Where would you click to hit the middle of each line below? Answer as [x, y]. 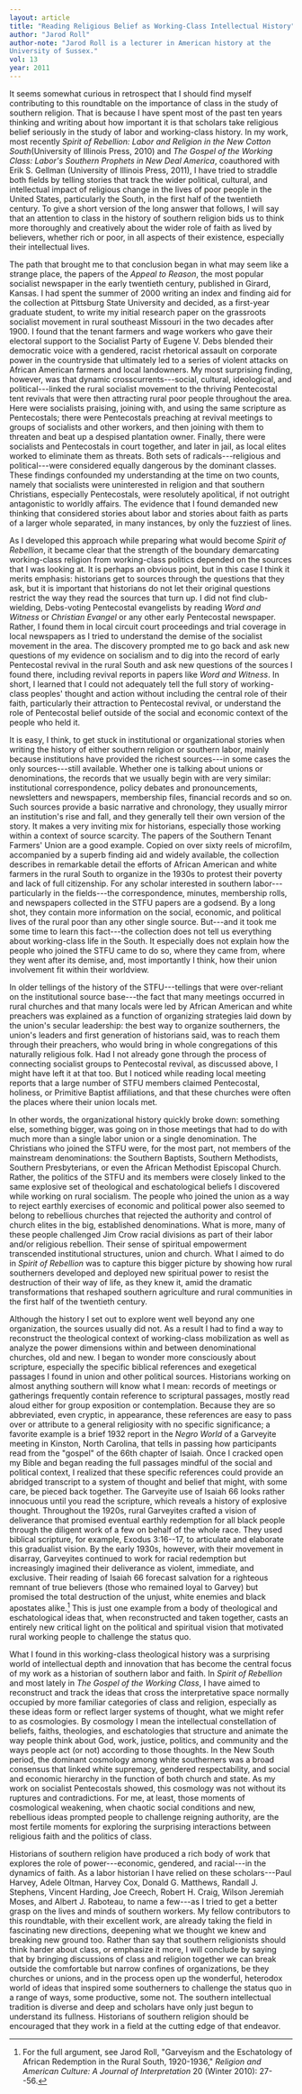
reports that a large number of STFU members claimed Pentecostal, [135, 1083]
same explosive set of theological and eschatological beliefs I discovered [145, 1186]
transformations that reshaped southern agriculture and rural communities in [151, 1292]
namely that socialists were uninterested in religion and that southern [137, 484]
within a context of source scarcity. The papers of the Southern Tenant [141, 836]
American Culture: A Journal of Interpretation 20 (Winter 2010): [140, 2071]
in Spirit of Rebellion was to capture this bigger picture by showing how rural [151, 1263]
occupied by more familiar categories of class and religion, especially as [143, 1702]
